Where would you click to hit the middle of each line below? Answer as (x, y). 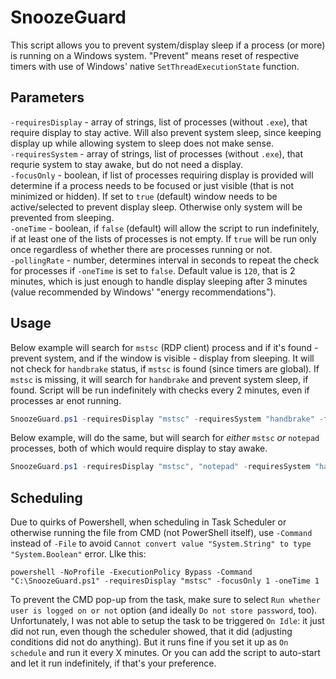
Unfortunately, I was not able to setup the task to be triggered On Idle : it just (167, 621)
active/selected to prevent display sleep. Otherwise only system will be (156, 207)
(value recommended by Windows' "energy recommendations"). (143, 292)
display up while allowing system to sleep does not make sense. (142, 143)
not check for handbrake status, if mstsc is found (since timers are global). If (165, 368)
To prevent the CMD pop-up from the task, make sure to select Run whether (165, 600)
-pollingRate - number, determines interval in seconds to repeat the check (165, 260)
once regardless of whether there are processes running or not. (141, 249)
